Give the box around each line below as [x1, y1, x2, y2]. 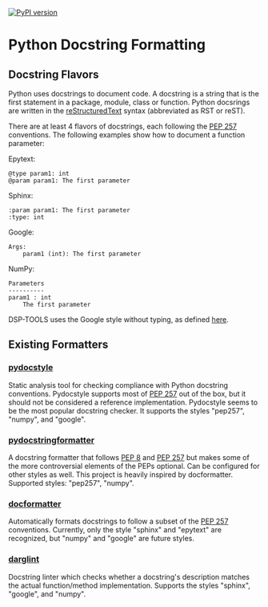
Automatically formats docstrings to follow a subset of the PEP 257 [8, 516, 229, 526]
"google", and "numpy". [8, 589, 86, 598]
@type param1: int [8, 169, 70, 177]
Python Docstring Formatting [8, 36, 206, 54]
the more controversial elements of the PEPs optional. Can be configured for [8, 461, 260, 471]
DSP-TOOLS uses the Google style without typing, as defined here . [8, 315, 230, 324]
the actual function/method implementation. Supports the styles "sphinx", [8, 581, 250, 590]
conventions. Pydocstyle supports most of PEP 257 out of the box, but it [8, 389, 246, 398]
